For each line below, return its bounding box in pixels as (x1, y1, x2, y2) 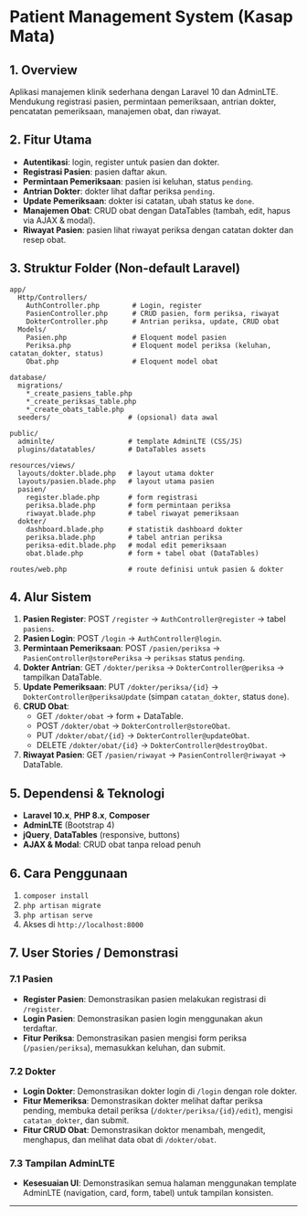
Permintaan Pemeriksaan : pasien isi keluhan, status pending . (22, 175, 254, 186)
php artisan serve (22, 911, 93, 920)
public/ (9, 428, 39, 438)
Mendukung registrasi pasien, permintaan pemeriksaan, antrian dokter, (9, 96, 277, 107)
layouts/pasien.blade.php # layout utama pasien (17, 477, 215, 486)
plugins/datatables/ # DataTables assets (17, 445, 206, 454)
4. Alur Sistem (9, 589, 92, 605)
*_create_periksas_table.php (26, 397, 137, 406)
